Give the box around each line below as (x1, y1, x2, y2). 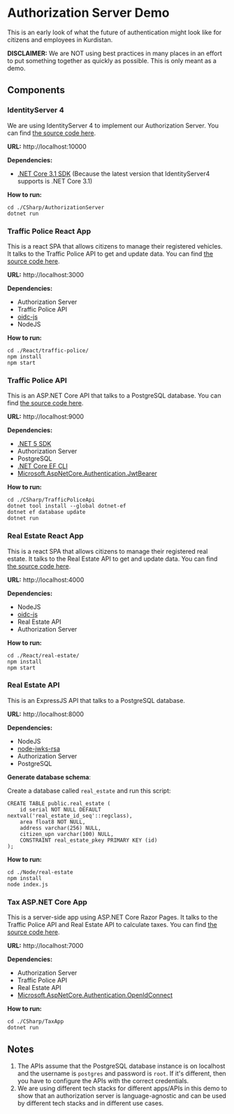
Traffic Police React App (7, 226, 92, 236)
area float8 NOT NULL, (20, 818, 86, 826)
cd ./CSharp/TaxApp (7, 1018, 64, 1025)
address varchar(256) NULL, (20, 824, 101, 831)
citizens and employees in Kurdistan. (7, 35, 113, 43)
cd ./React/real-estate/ (7, 652, 80, 659)
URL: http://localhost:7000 (7, 942, 84, 950)
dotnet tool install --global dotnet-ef (7, 503, 127, 510)
